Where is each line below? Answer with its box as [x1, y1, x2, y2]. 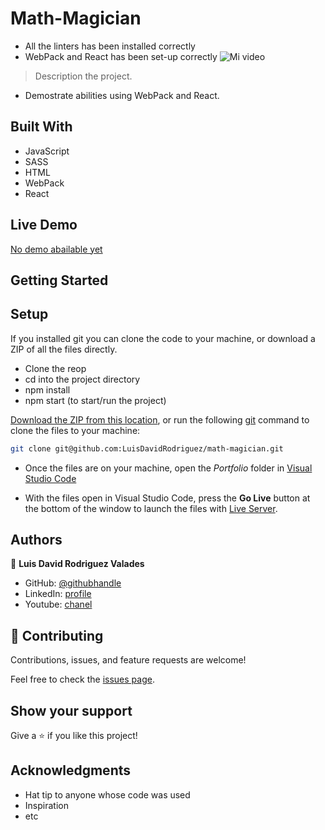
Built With [10, 118, 73, 136]
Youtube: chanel [24, 598, 93, 611]
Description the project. [34, 70, 133, 82]
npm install [24, 383, 71, 396]
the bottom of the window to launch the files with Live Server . [24, 502, 278, 514]
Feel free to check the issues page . [10, 673, 155, 686]
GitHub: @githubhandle [24, 577, 122, 589]
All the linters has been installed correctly [24, 40, 196, 52]
